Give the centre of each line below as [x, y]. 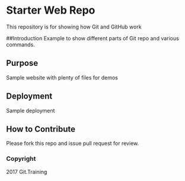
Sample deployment [31, 110]
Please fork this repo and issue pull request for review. [73, 144]
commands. [21, 45]
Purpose [22, 63]
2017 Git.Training [27, 172]
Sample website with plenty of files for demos [62, 77]
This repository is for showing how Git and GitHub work [74, 27]
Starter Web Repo [51, 10]
